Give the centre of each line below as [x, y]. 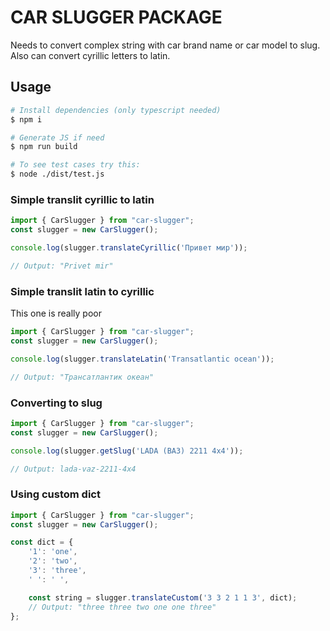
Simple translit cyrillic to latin [82, 199]
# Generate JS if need [57, 137]
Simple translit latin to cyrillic [82, 291]
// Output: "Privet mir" [62, 266]
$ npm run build [44, 147]
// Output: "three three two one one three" [122, 607]
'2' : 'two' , [53, 561]
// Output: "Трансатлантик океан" [82, 377]
